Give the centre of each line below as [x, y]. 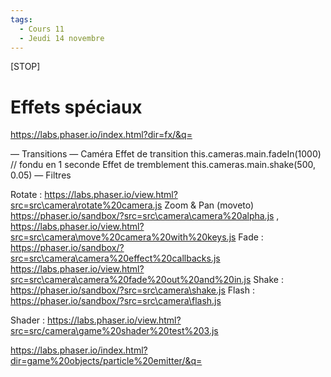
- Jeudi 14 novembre [62, 38]
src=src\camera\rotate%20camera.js [86, 205]
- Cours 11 [42, 29]
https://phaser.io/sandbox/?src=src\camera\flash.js [116, 301]
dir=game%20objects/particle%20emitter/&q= [106, 361]
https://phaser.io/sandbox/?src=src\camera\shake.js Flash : [132, 290]
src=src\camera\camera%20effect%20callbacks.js [115, 258]
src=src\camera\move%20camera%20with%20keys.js [123, 237]
